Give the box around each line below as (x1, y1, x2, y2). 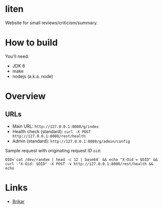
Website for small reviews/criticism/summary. (5, 20, 98, 26)
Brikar (12, 198, 25, 204)
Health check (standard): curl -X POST (12, 128, 91, 134)
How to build (5, 37, 58, 48)
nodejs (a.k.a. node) (12, 73, 53, 79)
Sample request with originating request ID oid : (5, 147, 101, 153)
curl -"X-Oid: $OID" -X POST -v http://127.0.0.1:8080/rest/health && (5, 161, 154, 166)
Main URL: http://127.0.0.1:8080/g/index (12, 123, 99, 129)
